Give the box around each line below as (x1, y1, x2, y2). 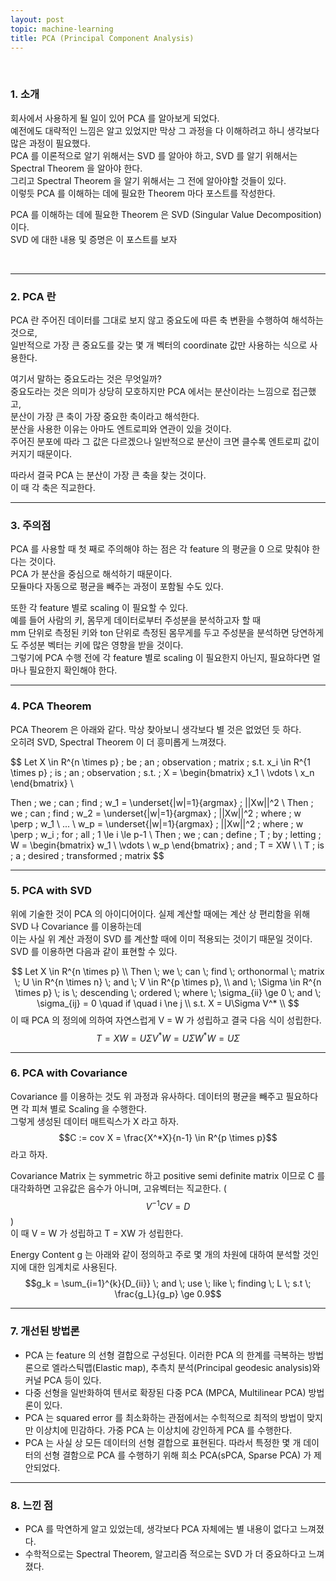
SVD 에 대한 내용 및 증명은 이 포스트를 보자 (10, 233, 178, 245)
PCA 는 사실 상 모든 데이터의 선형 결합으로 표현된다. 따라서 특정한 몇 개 (24, 1436, 302, 1448)
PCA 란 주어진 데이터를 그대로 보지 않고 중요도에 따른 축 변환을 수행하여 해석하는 (10, 314, 324, 326)
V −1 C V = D (145, 1198, 191, 1212)
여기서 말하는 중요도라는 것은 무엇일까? (10, 372, 162, 385)
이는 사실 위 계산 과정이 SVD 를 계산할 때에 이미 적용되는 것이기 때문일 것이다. (10, 932, 313, 945)
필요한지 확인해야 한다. (28, 664, 118, 676)
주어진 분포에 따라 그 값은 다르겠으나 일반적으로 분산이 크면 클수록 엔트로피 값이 (10, 435, 320, 447)
